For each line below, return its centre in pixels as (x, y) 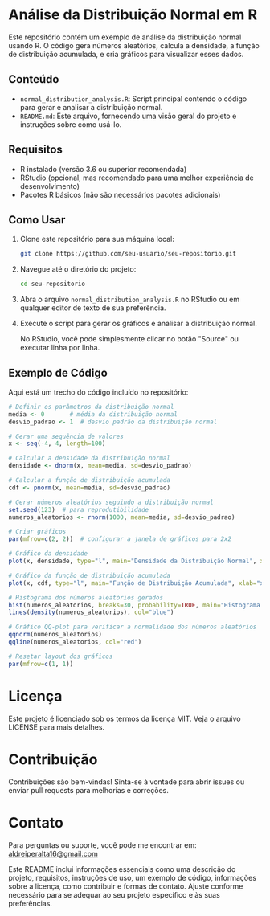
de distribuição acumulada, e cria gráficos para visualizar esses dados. (126, 54)
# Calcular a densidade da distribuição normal (90, 458)
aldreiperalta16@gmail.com (53, 853)
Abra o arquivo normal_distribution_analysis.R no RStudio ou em (129, 300)
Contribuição (53, 759)
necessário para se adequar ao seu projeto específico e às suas (115, 894)
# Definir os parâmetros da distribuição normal (91, 407)
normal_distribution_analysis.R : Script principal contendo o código (133, 99)
